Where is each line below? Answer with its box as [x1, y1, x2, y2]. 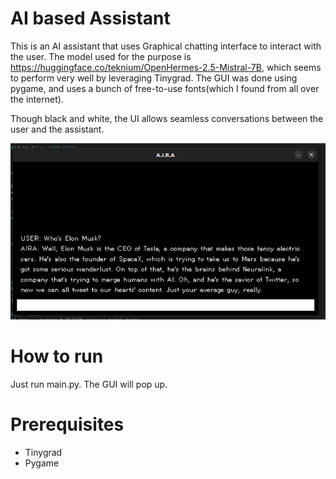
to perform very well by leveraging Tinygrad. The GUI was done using [10, 72, 298, 84]
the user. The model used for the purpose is [10, 50, 192, 62]
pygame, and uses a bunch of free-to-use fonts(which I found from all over [10, 82, 320, 94]
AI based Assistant [10, 7, 171, 30]
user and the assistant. [10, 123, 105, 135]
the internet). [10, 93, 64, 105]
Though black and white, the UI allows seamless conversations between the [10, 112, 324, 124]
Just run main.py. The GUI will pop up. [10, 378, 168, 390]
